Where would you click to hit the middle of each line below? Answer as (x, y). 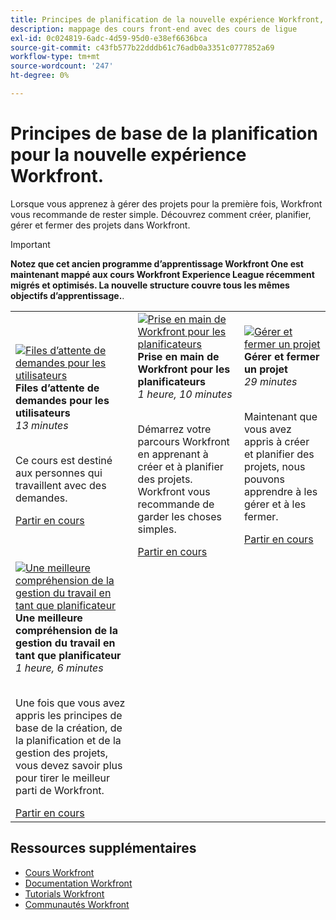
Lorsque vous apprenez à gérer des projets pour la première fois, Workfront (166, 203)
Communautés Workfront (77, 904)
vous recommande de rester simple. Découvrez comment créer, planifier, (161, 214)
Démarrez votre (174, 429)
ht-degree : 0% (40, 76)
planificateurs (171, 381)
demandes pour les (62, 400)
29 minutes (270, 381)
